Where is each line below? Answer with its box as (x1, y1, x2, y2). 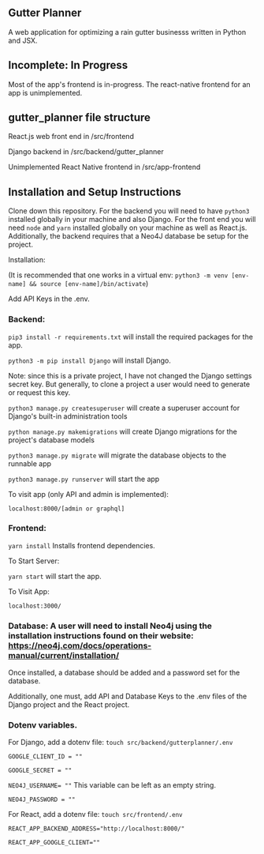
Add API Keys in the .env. (8, 294, 91, 303)
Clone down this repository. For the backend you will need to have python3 (8, 206, 250, 216)
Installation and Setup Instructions (8, 185, 181, 198)
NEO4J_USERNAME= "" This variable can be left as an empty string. (8, 781, 217, 790)
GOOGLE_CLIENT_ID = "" (8, 753, 83, 761)
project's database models (8, 435, 95, 445)
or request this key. (8, 387, 71, 397)
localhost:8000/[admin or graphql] (8, 505, 125, 513)
